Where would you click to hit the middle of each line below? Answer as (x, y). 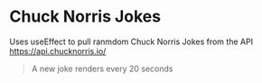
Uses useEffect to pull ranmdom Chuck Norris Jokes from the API (131, 41)
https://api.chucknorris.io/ (58, 51)
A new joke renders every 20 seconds (102, 69)
